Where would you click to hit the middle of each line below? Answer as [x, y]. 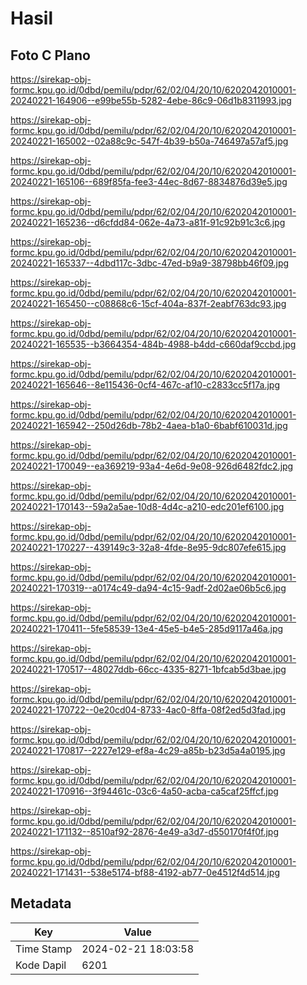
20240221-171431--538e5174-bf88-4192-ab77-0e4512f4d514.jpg [145, 872]
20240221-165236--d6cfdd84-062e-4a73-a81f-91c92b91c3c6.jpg [148, 222]
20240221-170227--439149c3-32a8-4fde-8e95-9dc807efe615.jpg [148, 547]
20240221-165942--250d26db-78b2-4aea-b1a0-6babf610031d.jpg [149, 425]
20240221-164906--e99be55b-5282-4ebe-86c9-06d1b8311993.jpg [151, 100]
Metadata [41, 903]
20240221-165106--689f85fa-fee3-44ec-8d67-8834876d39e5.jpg [149, 181]
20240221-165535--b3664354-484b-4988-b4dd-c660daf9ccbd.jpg [153, 344]
